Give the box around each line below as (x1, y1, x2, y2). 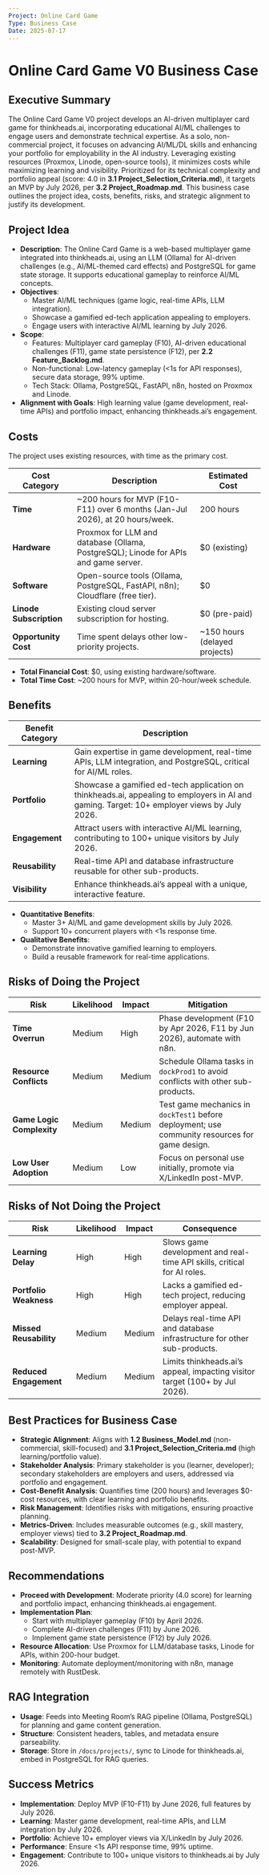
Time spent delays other (77, 631, 168, 642)
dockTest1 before (159, 1109, 223, 1120)
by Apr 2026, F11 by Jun (159, 1022, 255, 1033)
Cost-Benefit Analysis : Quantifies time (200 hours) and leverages (19, 1486, 239, 1496)
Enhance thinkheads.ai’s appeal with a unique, (74, 878, 248, 890)
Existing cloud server (77, 603, 156, 614)
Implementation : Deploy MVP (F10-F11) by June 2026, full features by (19, 1799, 251, 1808)
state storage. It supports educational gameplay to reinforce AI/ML (19, 270, 240, 279)
